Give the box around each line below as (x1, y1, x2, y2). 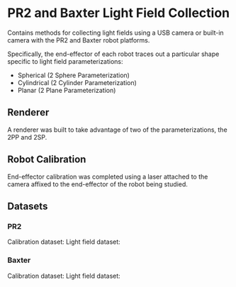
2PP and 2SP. (7, 133, 47, 141)
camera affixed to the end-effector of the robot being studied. (7, 179, 188, 188)
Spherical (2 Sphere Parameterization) (17, 71, 130, 79)
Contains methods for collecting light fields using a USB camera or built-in (7, 28, 225, 37)
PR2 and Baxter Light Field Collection (7, 5, 230, 21)
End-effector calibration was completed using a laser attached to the (7, 172, 208, 181)
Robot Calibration (7, 154, 86, 166)
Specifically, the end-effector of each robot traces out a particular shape (7, 50, 220, 58)
